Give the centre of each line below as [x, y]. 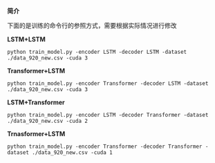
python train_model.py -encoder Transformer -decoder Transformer [105, 146]
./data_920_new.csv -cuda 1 [72, 153]
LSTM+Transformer [36, 102]
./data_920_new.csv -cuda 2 [48, 121]
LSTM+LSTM [27, 39]
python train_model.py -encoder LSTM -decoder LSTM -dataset [97, 52]
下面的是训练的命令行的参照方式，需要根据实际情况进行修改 [92, 26]
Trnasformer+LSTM [36, 134]
